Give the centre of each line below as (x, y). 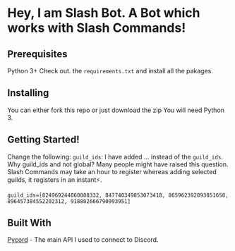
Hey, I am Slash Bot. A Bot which (104, 13)
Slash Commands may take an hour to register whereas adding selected (112, 171)
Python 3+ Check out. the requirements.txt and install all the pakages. (110, 71)
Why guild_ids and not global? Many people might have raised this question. (118, 164)
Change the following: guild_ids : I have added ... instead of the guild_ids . (115, 157)
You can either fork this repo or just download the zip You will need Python (116, 110)
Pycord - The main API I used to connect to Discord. (83, 240)
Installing (28, 93)
